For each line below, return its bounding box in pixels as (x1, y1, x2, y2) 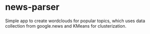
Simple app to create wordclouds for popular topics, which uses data (5, 18, 146, 24)
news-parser (5, 1, 60, 13)
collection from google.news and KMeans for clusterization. (5, 23, 127, 29)
